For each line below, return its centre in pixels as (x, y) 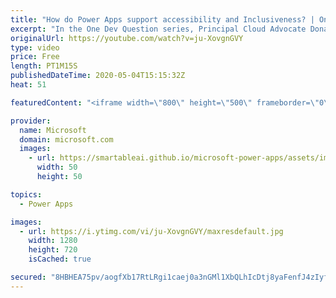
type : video (35, 47)
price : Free (35, 57)
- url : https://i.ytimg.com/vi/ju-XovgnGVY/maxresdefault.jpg (151, 231)
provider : (31, 121)
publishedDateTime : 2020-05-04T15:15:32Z (98, 76)
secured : (28, 277)
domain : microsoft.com (66, 139)
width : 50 (57, 167)
